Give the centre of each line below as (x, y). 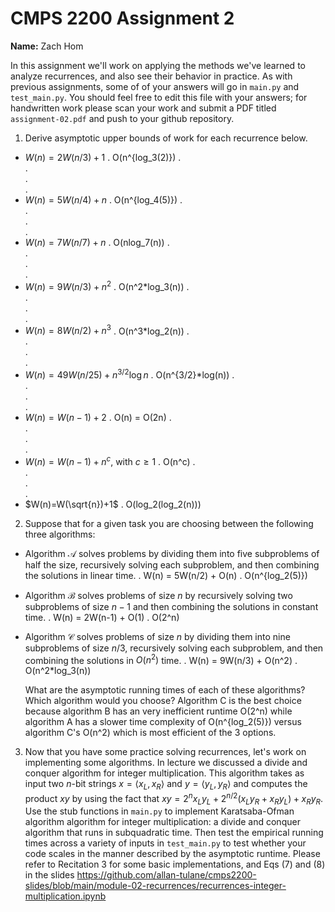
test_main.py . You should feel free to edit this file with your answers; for (159, 97)
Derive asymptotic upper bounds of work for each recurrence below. (166, 138)
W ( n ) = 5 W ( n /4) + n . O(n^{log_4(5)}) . (103, 199)
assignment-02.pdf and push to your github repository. (122, 118)
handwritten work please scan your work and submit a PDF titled (143, 108)
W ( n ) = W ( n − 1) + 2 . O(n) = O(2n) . (98, 417)
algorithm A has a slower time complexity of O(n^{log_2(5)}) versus (163, 722)
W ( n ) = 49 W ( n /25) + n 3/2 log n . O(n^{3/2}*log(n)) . (129, 374)
